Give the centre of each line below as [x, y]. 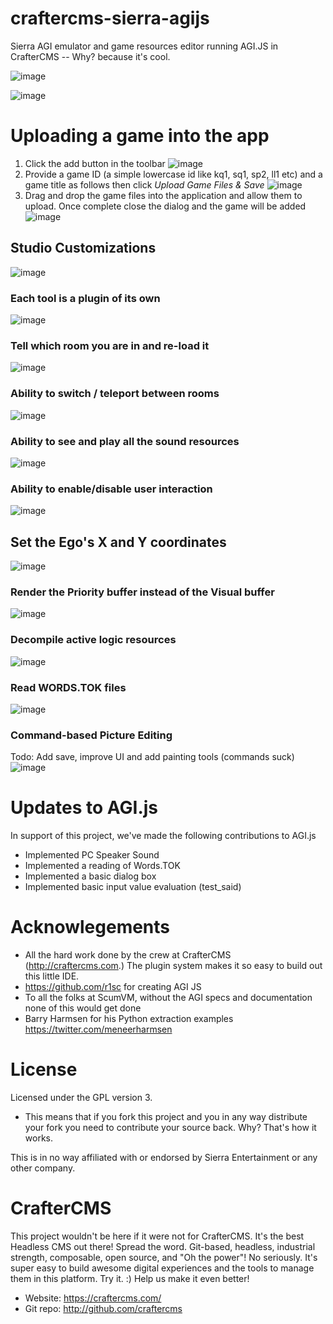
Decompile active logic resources [93, 640]
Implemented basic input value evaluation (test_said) [133, 887]
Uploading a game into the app [140, 136]
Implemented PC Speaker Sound [92, 855]
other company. [43, 1168]
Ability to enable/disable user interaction [111, 489]
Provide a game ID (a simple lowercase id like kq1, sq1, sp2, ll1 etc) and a [173, 174]
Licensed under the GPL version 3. [81, 1097]
